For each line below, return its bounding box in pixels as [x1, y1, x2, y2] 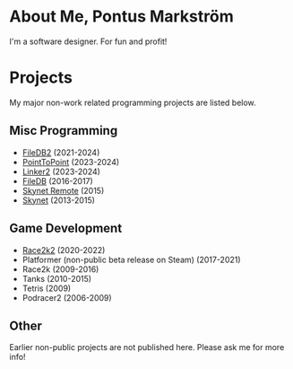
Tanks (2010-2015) [22, 273, 92, 284]
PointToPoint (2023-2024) [22, 156, 120, 167]
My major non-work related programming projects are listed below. [9, 97, 257, 108]
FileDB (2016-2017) [22, 175, 94, 186]
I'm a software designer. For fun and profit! [9, 36, 168, 47]
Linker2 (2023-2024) [22, 166, 101, 177]
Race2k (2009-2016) [22, 263, 99, 275]
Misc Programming [9, 123, 118, 138]
